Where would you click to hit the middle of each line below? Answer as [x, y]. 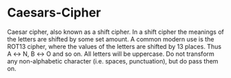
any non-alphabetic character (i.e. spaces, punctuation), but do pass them [113, 61]
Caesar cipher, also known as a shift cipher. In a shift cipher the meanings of [115, 32]
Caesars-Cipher [54, 13]
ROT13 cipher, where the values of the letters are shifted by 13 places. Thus [114, 46]
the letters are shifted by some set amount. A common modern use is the [111, 39]
